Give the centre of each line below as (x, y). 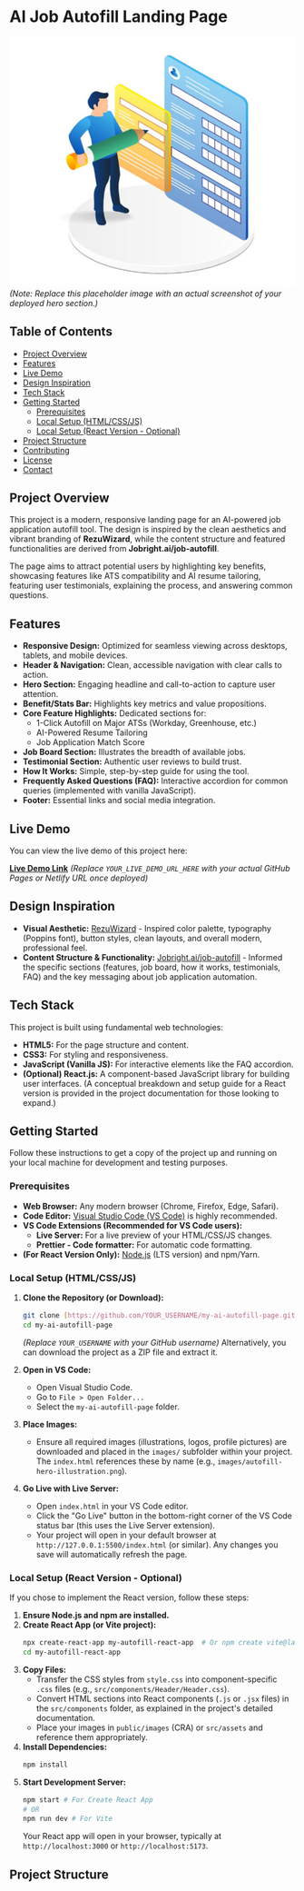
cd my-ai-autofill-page (68, 1325)
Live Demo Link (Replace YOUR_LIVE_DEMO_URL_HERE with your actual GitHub (150, 868)
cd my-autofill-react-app (71, 1652)
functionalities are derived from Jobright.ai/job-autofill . (114, 549)
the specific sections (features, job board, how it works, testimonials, (152, 967)
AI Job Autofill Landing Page (119, 17)
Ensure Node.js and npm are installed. (96, 1616)
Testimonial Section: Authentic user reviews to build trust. (132, 761)
